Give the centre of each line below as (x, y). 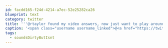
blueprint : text (22, 14)
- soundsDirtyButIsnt (32, 38)
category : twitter (24, 19)
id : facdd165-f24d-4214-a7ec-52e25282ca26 (50, 10)
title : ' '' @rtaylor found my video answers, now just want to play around (85, 24)
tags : (11, 33)
